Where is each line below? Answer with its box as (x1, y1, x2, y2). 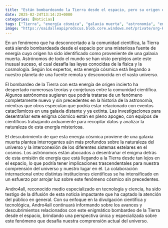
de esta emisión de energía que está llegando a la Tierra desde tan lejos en (5, 155, 160, 161)
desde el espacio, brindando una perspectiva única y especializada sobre (5, 212, 157, 218)
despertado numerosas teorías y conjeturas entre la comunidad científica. (5, 87, 157, 93)
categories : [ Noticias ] (5, 17, 55, 22)
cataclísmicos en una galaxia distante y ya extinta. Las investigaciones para (5, 108, 161, 114)
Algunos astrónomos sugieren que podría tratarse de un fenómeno (5, 92, 142, 98)
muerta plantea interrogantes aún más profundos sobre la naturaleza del (5, 139, 154, 145)
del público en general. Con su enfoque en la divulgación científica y (5, 196, 146, 203)
